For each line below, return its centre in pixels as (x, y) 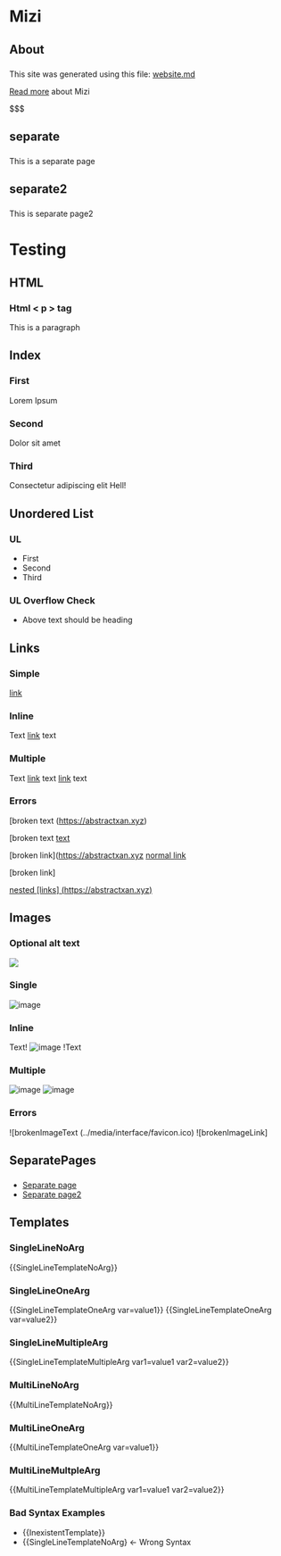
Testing (38, 250)
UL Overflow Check (52, 600)
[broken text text (40, 837)
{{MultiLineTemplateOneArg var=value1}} (84, 1447)
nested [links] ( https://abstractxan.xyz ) (81, 889)
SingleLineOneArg (50, 1290)
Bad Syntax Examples (57, 1513)
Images (30, 918)
